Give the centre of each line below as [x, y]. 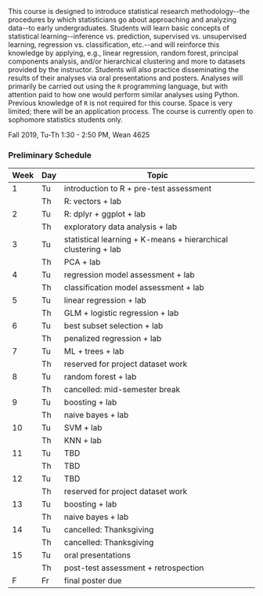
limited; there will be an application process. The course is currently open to [131, 111]
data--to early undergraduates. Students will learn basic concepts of [119, 28]
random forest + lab [100, 377]
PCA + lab [82, 262]
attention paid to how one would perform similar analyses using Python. [124, 94]
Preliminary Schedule [50, 154]
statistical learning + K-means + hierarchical [146, 240]
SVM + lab [83, 428]
